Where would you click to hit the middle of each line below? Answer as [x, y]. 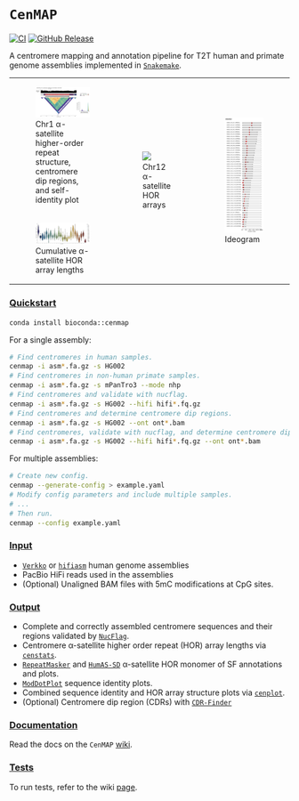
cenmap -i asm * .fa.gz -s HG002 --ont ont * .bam [97, 423]
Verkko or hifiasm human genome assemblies [105, 565]
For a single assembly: [50, 340]
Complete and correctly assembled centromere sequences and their [147, 627]
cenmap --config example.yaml [65, 523]
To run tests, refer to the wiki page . [73, 787]
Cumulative [56, 251]
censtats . [40, 655]
